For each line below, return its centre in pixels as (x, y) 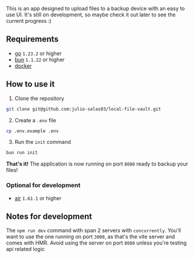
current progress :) (29, 21)
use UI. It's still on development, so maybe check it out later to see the (91, 15)
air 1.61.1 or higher (38, 198)
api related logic (25, 249)
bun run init (22, 153)
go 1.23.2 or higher (38, 53)
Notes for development (49, 216)
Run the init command (43, 142)
